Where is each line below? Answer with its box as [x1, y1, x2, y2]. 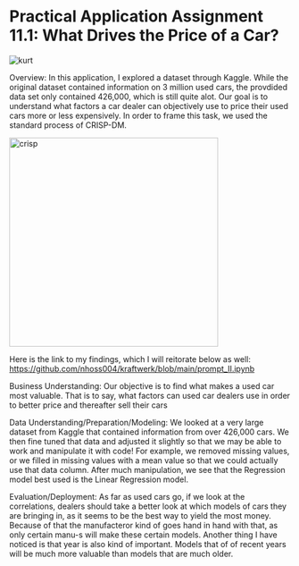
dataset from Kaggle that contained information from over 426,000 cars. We [9, 427, 290, 437]
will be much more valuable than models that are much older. [9, 548, 234, 559]
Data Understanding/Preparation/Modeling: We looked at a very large [9, 417, 264, 427]
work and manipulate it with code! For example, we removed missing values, [9, 445, 290, 456]
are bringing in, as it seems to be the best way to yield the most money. [9, 510, 272, 520]
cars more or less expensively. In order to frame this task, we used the [9, 110, 268, 121]
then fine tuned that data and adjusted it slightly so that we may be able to [9, 435, 282, 446]
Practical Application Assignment [9, 6, 263, 27]
